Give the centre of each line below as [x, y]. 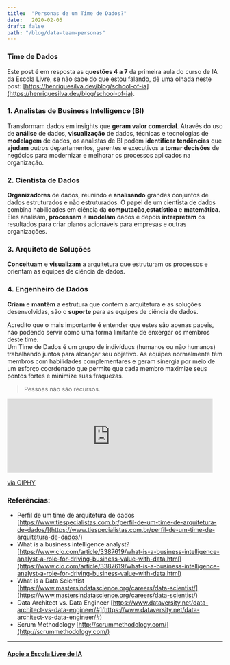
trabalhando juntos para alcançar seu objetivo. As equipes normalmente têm [115, 354]
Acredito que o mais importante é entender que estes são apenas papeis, [111, 325]
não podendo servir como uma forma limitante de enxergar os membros [108, 332]
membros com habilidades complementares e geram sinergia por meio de [111, 361]
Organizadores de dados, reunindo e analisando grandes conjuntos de [108, 195]
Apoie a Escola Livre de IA [45, 654]
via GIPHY [22, 482]
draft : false [26, 26]
